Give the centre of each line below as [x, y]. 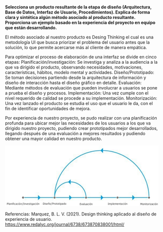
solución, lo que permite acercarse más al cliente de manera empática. [76, 47]
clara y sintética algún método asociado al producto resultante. [70, 17]
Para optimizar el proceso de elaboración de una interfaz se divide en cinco [81, 57]
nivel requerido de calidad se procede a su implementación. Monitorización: [81, 98]
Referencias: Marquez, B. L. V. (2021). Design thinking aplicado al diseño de [81, 214]
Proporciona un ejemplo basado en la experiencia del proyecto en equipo [80, 22]
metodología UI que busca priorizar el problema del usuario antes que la [77, 42]
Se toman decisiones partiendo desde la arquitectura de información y [76, 78]
